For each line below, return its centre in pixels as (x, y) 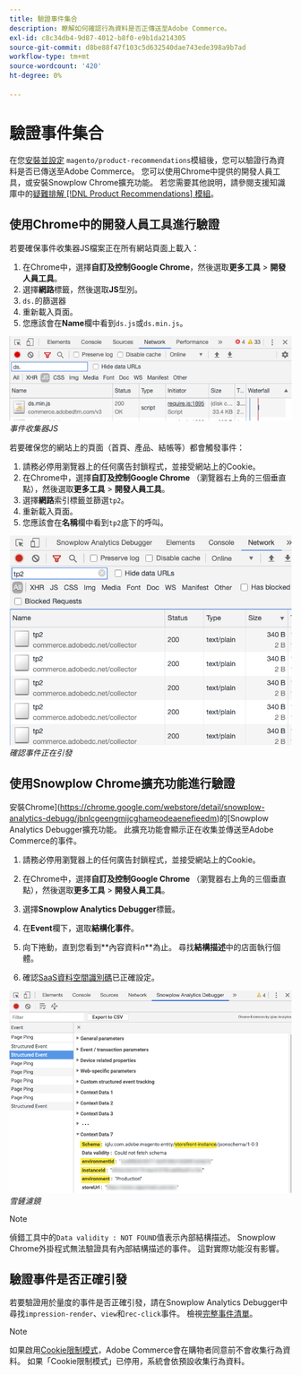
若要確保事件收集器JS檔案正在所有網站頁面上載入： (104, 247)
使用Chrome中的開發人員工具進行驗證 (115, 225)
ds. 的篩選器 (44, 300)
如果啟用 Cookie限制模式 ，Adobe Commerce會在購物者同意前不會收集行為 (146, 1350)
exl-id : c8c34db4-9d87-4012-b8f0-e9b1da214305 (98, 38)
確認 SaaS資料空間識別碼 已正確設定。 (90, 977)
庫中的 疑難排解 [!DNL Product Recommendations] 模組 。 (114, 194)
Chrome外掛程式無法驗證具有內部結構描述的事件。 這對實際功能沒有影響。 (147, 1248)
